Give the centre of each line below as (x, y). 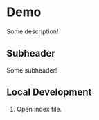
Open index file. (39, 109)
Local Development (49, 92)
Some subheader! (32, 70)
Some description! (33, 31)
